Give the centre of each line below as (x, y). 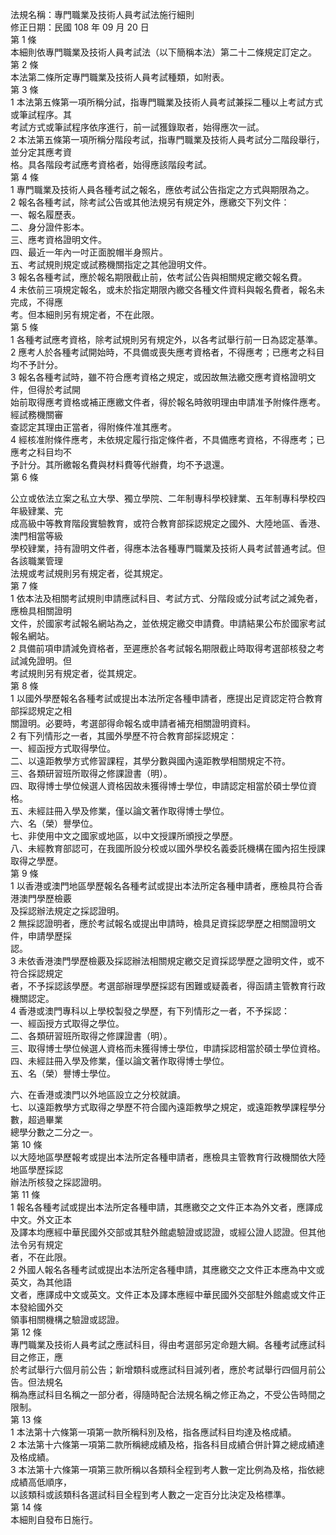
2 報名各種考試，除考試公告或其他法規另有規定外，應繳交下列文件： (150, 202)
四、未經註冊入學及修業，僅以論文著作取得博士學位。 (120, 1061)
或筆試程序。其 (41, 114)
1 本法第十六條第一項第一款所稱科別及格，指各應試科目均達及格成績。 (153, 1432)
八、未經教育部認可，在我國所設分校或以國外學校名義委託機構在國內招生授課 (168, 848)
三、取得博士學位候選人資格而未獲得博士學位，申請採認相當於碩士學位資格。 (168, 1048)
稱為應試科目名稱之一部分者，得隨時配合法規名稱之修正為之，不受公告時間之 (168, 1394)
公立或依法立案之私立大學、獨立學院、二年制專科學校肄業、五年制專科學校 (163, 498)
